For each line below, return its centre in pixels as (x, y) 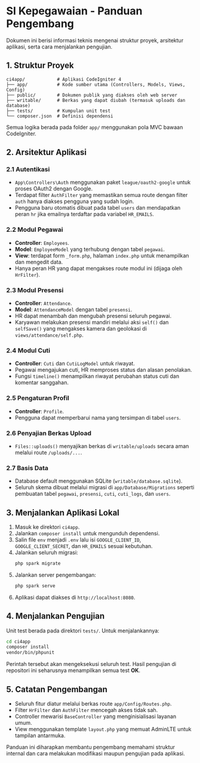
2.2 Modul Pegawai (35, 230)
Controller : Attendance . (43, 303)
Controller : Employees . (42, 243)
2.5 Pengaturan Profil (38, 398)
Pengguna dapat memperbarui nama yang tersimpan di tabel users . (98, 417)
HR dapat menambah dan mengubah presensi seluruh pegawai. (93, 316)
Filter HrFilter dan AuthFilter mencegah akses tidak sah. (86, 710)
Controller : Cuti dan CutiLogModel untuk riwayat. (75, 364)
